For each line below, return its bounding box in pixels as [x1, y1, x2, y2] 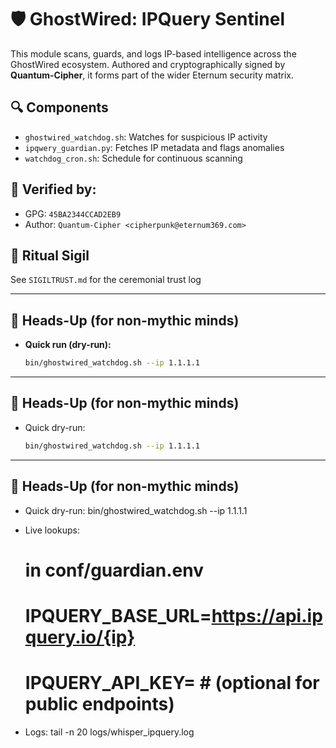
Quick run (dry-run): [24, 339, 112, 351]
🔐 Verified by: [10, 181, 97, 198]
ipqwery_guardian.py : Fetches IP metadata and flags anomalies [24, 141, 285, 153]
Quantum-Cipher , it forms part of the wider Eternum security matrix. [10, 69, 295, 81]
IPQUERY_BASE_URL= [24, 604, 212, 627]
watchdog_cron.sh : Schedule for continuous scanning [24, 152, 243, 164]
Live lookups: [24, 524, 80, 536]
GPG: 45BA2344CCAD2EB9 [24, 207, 122, 220]
